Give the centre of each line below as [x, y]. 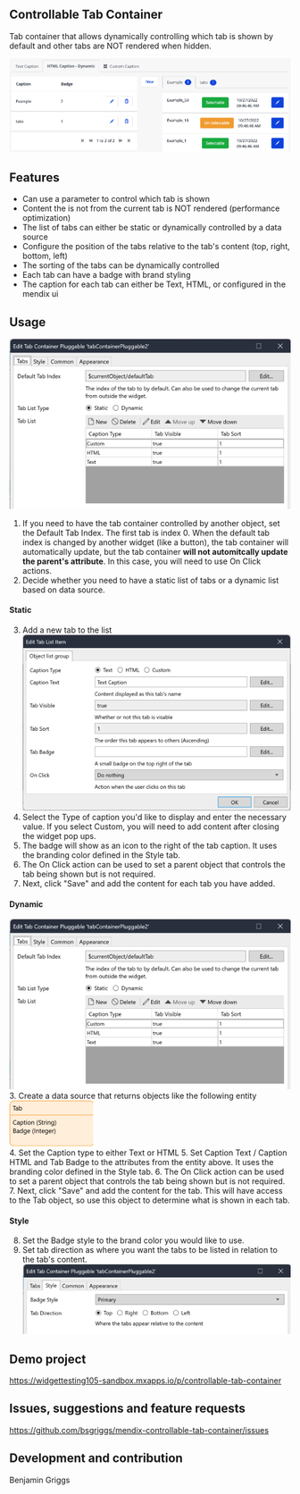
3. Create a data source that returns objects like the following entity [133, 1095]
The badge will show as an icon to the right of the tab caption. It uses [150, 846]
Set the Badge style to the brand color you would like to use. [133, 1240]
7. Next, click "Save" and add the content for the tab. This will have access [146, 1190]
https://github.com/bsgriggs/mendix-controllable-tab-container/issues [139, 1430]
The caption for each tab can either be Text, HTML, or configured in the [154, 284]
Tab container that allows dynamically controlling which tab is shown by [142, 36]
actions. [37, 570]
